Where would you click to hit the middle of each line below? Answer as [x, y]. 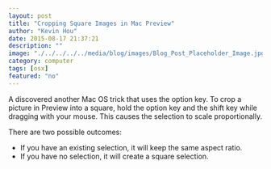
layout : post [30, 16]
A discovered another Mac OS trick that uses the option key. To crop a [125, 99]
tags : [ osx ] [28, 69]
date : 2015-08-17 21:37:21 [54, 38]
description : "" [35, 46]
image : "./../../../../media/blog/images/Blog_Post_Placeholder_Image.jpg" [138, 53]
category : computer [41, 61]
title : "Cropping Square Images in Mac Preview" [92, 23]
